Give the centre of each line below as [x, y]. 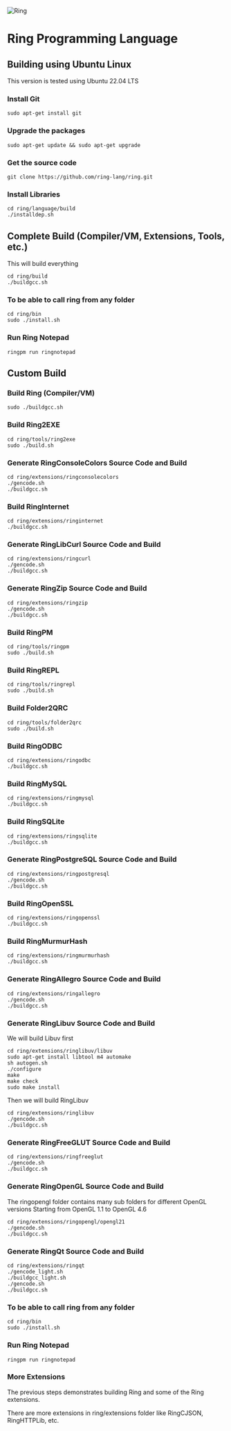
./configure [24, 1069]
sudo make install [34, 1087]
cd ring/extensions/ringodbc [49, 760]
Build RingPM [30, 632]
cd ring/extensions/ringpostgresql [58, 874]
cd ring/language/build [41, 209]
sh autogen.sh [28, 1063]
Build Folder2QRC [38, 708]
